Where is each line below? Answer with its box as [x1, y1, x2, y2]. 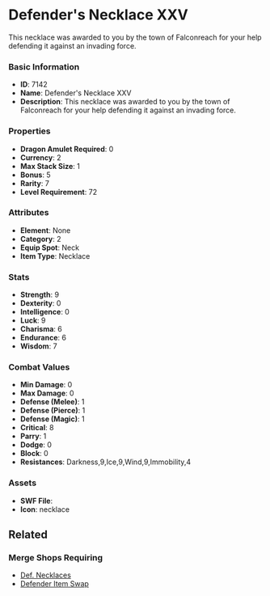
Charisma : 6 [19, 324, 62, 334]
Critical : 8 [19, 423, 54, 433]
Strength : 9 [19, 290, 59, 300]
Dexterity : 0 [19, 298, 61, 308]
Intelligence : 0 [19, 307, 70, 317]
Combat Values [8, 361, 70, 373]
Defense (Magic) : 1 [19, 414, 85, 424]
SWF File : [19, 496, 53, 505]
